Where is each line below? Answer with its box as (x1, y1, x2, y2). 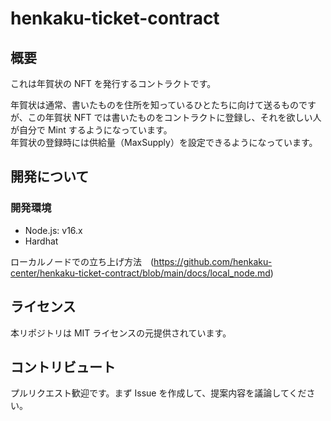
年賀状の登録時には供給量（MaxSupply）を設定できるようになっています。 (10, 137, 318, 148)
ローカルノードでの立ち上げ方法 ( (10, 255, 155, 267)
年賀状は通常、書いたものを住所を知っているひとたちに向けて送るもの (10, 99, 299, 111)
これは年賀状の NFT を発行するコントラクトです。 (10, 78, 217, 89)
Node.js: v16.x (24, 224, 83, 236)
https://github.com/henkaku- (153, 255, 273, 267)
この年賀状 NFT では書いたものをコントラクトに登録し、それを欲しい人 (27, 112, 322, 123)
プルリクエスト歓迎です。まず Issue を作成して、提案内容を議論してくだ (10, 387, 307, 399)
